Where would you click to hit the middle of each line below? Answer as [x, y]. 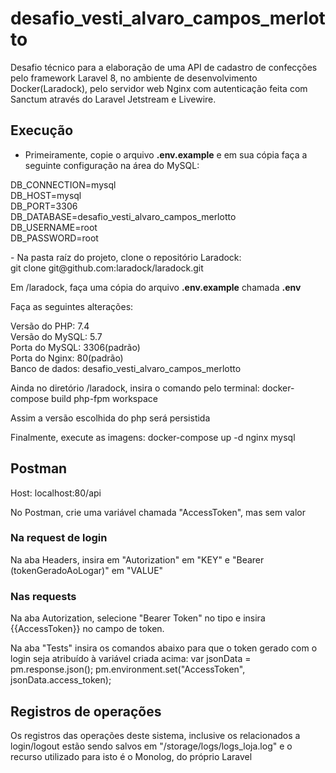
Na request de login [59, 538]
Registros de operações [86, 711]
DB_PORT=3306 [44, 206]
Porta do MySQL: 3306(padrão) [75, 347]
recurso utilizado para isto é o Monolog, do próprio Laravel [131, 756]
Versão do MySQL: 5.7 [56, 336]
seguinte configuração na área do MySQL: [112, 165]
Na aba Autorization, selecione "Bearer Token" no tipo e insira [138, 618]
